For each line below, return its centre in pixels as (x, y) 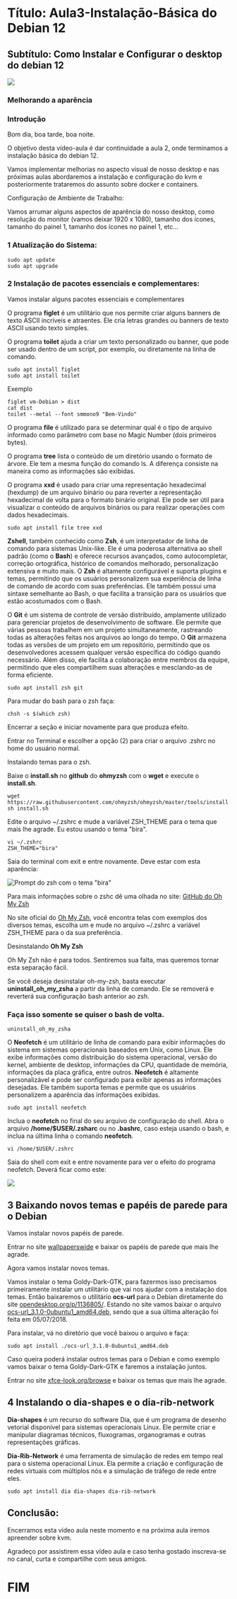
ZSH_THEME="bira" (33, 848)
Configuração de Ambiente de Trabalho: (66, 198)
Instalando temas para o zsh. (49, 762)
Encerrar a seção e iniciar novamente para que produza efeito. (98, 727)
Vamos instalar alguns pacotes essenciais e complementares (96, 299)
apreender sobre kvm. (39, 1537)
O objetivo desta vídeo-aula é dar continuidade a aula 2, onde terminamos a (117, 148)
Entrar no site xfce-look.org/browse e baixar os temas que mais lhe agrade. (117, 1380)
